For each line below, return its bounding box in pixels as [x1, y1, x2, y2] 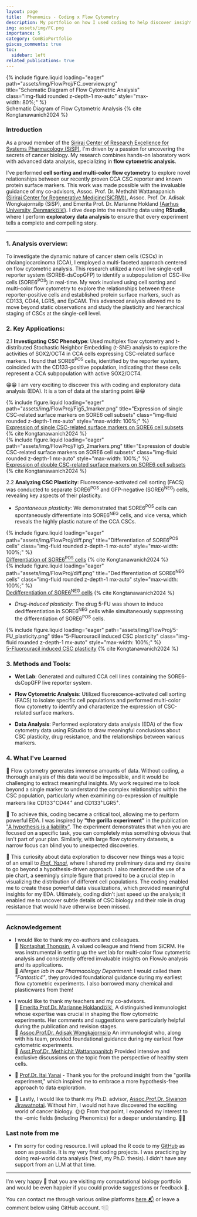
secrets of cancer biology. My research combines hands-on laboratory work [6, 151, 191, 158]
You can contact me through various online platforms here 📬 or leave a [6, 1196, 180, 1203]
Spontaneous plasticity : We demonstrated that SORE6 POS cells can [14, 504, 177, 512]
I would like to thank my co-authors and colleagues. [14, 936, 140, 944]
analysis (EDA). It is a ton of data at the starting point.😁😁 [6, 387, 145, 395]
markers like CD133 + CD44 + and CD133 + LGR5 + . [6, 798, 121, 806]
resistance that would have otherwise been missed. [6, 903, 131, 910]
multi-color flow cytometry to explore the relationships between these [6, 285, 175, 292]
